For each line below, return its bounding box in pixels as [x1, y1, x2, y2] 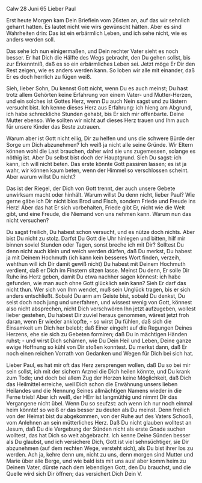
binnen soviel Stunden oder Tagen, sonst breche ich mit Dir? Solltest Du [6, 241, 185, 248]
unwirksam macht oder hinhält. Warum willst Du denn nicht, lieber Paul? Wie [6, 191, 195, 198]
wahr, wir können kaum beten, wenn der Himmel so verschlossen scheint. [6, 167, 189, 174]
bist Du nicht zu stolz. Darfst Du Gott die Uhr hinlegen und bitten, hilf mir [6, 235, 186, 242]
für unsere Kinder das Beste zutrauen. [6, 123, 101, 130]
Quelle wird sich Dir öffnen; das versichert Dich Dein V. [6, 470, 142, 477]
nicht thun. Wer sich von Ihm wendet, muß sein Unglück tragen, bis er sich [6, 286, 191, 293]
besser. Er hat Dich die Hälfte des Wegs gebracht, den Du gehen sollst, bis [6, 54, 191, 61]
